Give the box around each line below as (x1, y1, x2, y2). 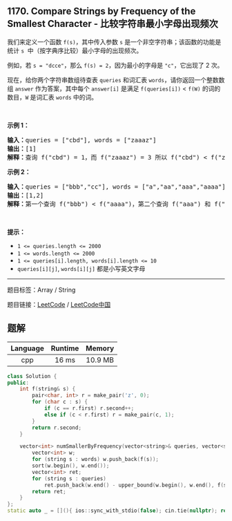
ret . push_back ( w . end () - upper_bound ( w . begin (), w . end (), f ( (43, 482, 224, 489)
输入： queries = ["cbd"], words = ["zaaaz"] (7, 136, 157, 144)
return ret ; (32, 488, 67, 495)
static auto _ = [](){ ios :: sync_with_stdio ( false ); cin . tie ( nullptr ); (7, 507, 217, 514)
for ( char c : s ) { (32, 399, 88, 406)
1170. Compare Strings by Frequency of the (7, 6, 196, 17)
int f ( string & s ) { (19, 386, 76, 392)
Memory (86, 343, 115, 353)
